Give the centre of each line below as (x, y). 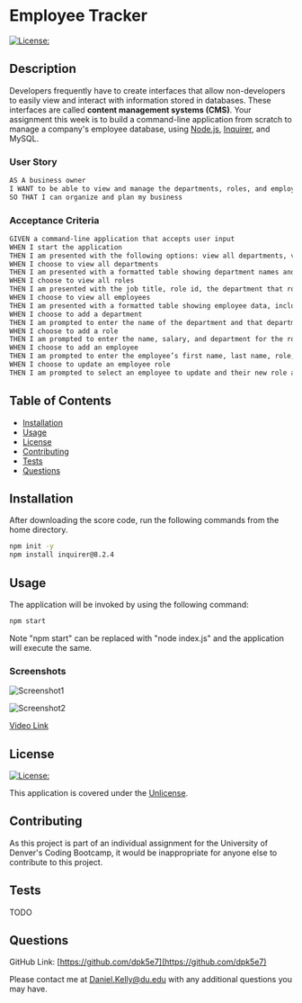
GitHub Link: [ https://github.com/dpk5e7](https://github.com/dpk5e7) (138, 962)
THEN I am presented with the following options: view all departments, (148, 256)
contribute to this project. (56, 862)
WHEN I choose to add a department (76, 314)
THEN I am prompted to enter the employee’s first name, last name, (140, 357)
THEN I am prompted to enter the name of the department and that (136, 322)
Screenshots (38, 671)
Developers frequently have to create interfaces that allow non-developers (147, 90)
